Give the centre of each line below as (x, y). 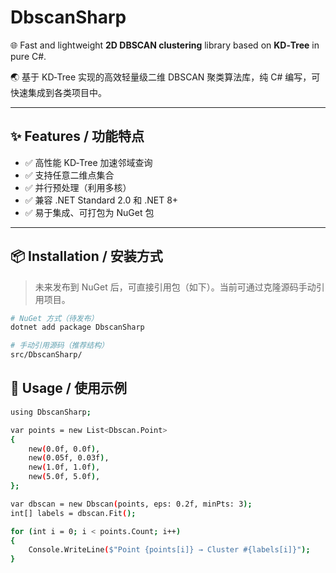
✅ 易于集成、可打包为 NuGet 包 (89, 212)
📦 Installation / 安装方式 (86, 256)
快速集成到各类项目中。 (58, 92)
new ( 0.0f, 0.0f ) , (64, 449)
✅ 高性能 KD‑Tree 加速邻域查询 (88, 162)
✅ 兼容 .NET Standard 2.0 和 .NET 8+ (101, 200)
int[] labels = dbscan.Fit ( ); (73, 513)
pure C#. (28, 56)
